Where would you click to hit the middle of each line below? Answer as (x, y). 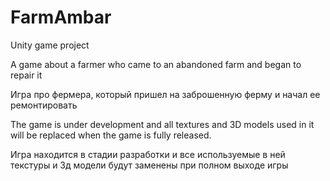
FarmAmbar (61, 17)
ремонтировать (44, 105)
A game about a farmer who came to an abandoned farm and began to (156, 64)
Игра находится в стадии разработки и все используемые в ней (148, 154)
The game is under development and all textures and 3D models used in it (162, 124)
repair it (26, 75)
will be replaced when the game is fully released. (111, 135)
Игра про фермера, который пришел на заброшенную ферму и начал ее (165, 94)
